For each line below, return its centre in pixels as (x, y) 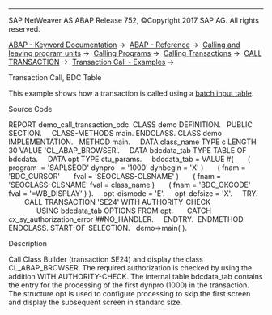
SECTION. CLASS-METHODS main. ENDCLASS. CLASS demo (115, 133)
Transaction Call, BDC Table (55, 77)
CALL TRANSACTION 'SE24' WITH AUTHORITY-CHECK (117, 202)
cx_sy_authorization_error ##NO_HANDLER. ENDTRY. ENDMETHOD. (127, 219)
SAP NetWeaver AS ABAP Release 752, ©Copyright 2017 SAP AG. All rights (134, 20)
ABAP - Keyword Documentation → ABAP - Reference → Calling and (124, 45)
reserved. (24, 29)
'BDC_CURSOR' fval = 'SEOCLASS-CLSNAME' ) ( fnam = (115, 176)
